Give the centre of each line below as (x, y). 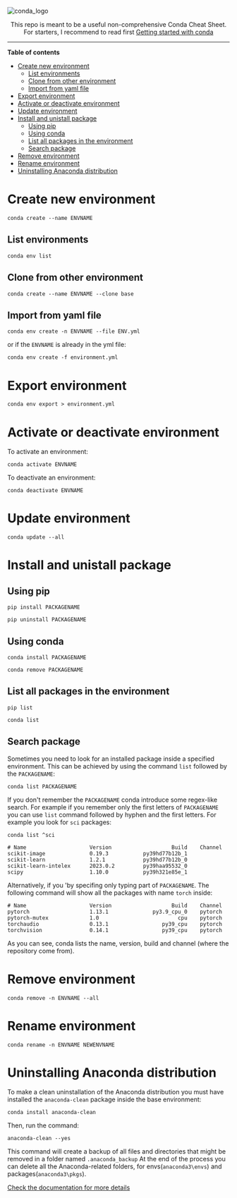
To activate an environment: (48, 452)
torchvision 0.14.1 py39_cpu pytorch (115, 930)
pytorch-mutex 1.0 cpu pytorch (115, 918)
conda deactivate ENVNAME (45, 491)
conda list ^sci (31, 835)
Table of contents (34, 52)
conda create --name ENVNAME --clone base (71, 294)
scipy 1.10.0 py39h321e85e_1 (98, 872)
